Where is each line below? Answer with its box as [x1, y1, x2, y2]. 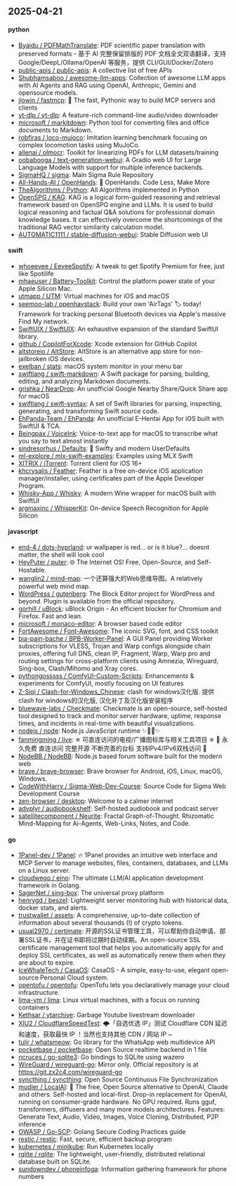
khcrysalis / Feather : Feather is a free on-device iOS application [18, 467, 203, 475]
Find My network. [18, 317, 70, 325]
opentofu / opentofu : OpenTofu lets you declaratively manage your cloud [18, 981, 230, 989]
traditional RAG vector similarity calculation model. [18, 223, 164, 231]
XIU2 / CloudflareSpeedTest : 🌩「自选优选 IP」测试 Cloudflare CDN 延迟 [18, 1019, 228, 1028]
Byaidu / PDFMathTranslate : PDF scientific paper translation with [18, 41, 206, 49]
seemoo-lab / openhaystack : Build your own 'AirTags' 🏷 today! [18, 299, 202, 308]
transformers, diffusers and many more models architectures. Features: [18, 1105, 225, 1114]
